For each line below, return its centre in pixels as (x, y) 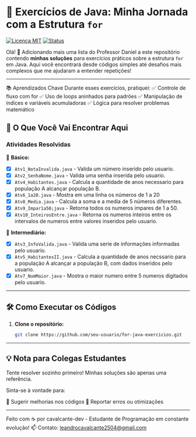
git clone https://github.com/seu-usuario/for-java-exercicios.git (98, 335)
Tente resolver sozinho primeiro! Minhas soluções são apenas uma (86, 373)
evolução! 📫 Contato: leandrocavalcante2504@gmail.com (76, 428)
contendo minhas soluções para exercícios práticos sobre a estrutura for (95, 58)
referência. (19, 379)
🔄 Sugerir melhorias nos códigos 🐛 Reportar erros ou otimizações (85, 401)
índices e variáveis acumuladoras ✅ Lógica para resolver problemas (88, 103)
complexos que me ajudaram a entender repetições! (69, 70)
